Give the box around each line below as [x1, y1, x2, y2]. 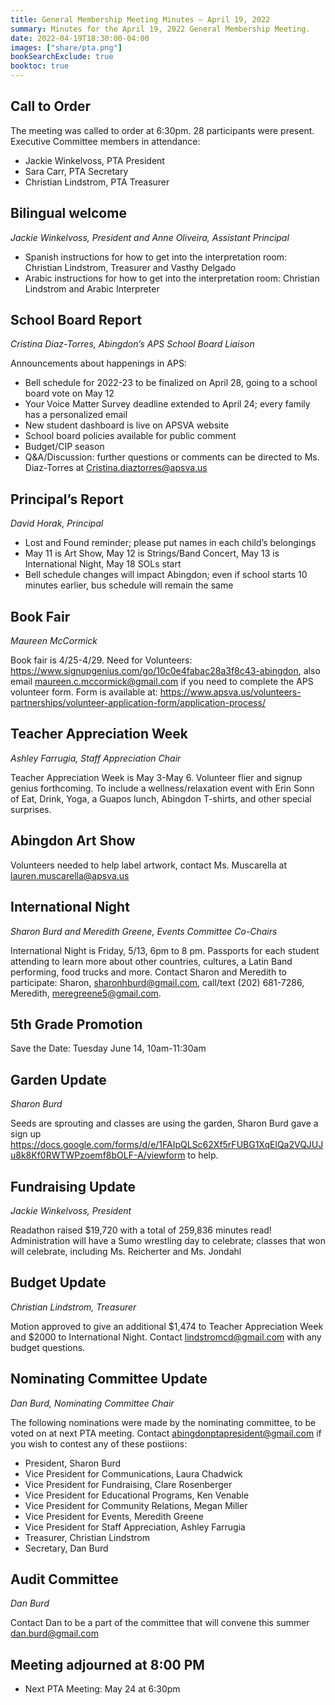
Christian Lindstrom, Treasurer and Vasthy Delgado [24, 261, 237, 273]
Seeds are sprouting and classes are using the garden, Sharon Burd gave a [10, 1117, 319, 1130]
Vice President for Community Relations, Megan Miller [24, 1499, 248, 1511]
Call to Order [10, 98, 91, 115]
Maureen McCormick [10, 635, 98, 647]
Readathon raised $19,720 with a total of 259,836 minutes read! [10, 1224, 272, 1236]
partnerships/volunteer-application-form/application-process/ [10, 697, 266, 709]
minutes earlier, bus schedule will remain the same [24, 579, 234, 591]
